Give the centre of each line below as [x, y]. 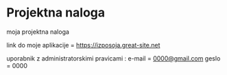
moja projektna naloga [38, 32]
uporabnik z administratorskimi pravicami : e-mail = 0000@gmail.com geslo [113, 58]
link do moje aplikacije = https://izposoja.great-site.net [83, 45]
